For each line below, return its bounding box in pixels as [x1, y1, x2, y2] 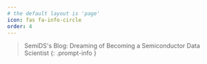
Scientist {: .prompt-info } [23, 49, 97, 57]
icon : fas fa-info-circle [7, 17, 81, 23]
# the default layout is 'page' [7, 10, 100, 17]
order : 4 [7, 23, 32, 30]
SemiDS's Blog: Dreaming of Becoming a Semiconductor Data [23, 42, 200, 50]
